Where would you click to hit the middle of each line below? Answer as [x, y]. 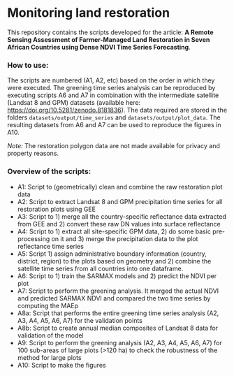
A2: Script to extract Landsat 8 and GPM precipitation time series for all [120, 201]
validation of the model [50, 335]
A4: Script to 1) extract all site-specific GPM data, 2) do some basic [114, 231]
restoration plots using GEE [57, 209]
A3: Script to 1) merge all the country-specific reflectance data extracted [122, 216]
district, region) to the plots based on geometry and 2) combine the [114, 261]
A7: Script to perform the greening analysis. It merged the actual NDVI [118, 291]
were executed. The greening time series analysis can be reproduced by [111, 88]
